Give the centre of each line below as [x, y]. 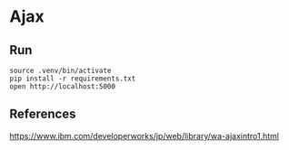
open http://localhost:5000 [63, 87]
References [43, 114]
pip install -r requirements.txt [73, 79]
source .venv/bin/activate [60, 70]
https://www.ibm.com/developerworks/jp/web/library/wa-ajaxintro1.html [144, 136]
